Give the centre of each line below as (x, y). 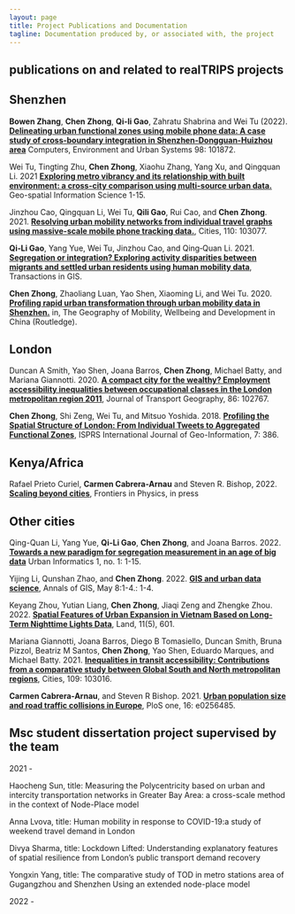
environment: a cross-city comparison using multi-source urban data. (140, 185)
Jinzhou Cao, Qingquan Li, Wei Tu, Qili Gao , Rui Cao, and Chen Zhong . (138, 212)
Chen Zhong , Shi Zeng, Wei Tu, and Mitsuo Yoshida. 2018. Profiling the (139, 416)
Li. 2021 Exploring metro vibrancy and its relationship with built (127, 176)
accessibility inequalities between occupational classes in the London (140, 390)
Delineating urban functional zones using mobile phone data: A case (138, 130)
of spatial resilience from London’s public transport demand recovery (135, 857)
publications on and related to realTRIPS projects (147, 70)
